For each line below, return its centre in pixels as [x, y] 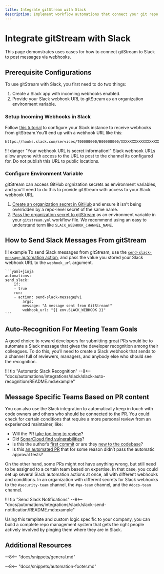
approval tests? [27, 455]
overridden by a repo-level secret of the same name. [65, 209]
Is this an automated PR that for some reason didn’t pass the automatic [83, 449]
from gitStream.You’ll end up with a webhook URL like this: [64, 132]
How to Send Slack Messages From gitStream [76, 240]
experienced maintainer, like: [34, 424]
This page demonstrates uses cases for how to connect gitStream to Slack [80, 52]
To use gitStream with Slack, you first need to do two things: [66, 84]
